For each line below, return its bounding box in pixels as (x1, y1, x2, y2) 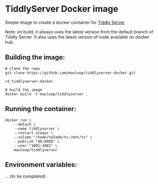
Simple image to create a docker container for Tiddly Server (5, 19, 125, 25)
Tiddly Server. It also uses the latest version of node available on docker (5, 34, 150, 40)
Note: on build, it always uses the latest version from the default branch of (5, 29, 154, 34)
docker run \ (5, 117, 32, 122)
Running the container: (5, 105, 76, 113)
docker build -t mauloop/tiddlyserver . (5, 91, 88, 97)
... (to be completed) (5, 173, 46, 179)
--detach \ (14, 122, 36, 127)
